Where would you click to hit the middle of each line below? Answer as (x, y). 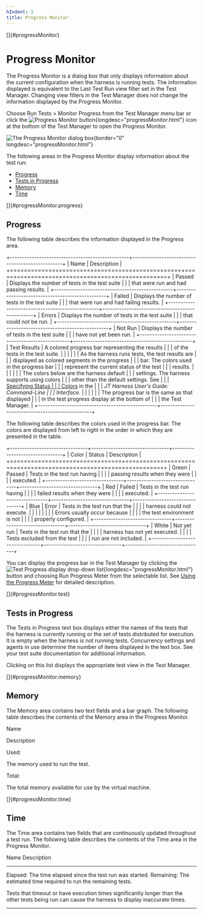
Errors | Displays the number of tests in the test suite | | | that (117, 315)
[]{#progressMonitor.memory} (44, 677)
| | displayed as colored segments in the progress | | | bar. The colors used (99, 361)
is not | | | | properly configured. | (48, 519)
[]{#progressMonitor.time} (39, 799)
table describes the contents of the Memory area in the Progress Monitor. (98, 717)
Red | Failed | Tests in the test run (147, 487)
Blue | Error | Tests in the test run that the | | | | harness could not (110, 506)
